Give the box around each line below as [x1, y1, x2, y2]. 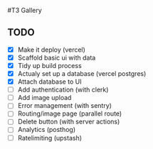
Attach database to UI [17, 77, 82, 86]
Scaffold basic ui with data [17, 53, 96, 62]
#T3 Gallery [7, 6, 43, 14]
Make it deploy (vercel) [17, 45, 85, 54]
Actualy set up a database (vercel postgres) [17, 70, 147, 77]
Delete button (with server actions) [17, 117, 120, 126]
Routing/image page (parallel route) [17, 109, 122, 118]
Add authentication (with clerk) [17, 85, 109, 94]
